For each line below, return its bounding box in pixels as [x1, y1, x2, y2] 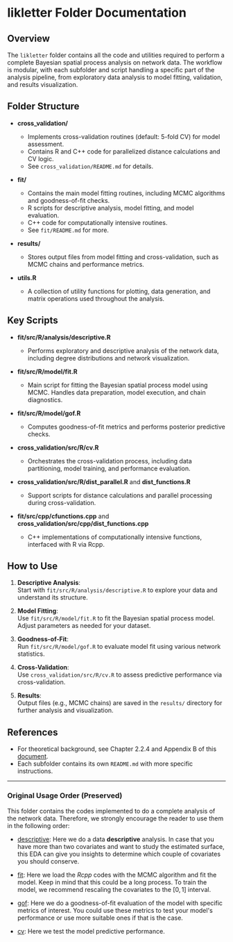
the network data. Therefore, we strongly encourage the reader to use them [7, 814, 224, 823]
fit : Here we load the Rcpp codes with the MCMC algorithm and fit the [17, 870, 217, 879]
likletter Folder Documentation [7, 5, 187, 21]
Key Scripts [7, 315, 58, 327]
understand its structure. [17, 593, 88, 602]
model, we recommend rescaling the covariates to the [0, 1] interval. [17, 885, 212, 893]
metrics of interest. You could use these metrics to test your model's [17, 906, 213, 914]
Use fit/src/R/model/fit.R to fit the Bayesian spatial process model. [17, 614, 216, 622]
